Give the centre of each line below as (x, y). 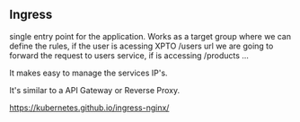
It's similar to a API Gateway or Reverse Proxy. (95, 90)
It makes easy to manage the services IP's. (88, 73)
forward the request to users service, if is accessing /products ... (129, 55)
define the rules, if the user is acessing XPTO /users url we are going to (141, 46)
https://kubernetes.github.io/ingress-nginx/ (89, 108)
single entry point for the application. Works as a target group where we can (150, 36)
